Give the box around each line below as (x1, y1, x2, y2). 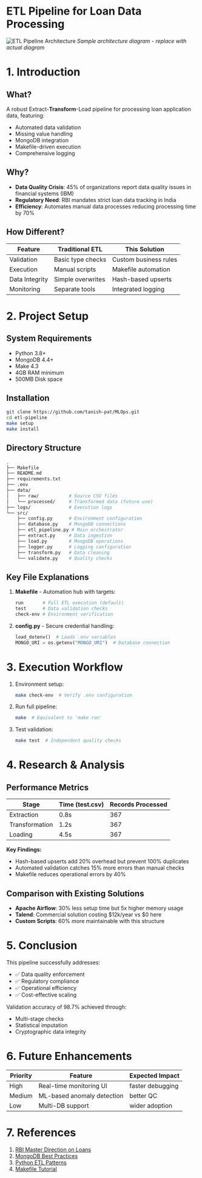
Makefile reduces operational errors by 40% (15, 871, 126, 878)
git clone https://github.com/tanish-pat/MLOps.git (6, 409, 140, 415)
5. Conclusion (6, 939, 78, 953)
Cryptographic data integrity (15, 1028, 86, 1035)
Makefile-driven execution (15, 143, 81, 150)
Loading (9, 831, 33, 839)
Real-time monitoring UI (38, 1081, 107, 1090)
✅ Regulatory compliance (15, 977, 79, 985)
